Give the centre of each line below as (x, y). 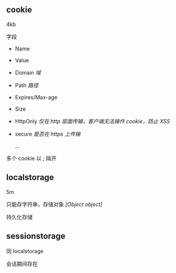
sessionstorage (36, 236)
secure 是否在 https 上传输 (48, 134)
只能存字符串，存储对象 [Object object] (54, 204)
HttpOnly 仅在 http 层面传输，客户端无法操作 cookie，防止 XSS (92, 121)
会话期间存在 (22, 264)
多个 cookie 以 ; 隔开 (31, 158)
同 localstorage (25, 251)
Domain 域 (28, 72)
